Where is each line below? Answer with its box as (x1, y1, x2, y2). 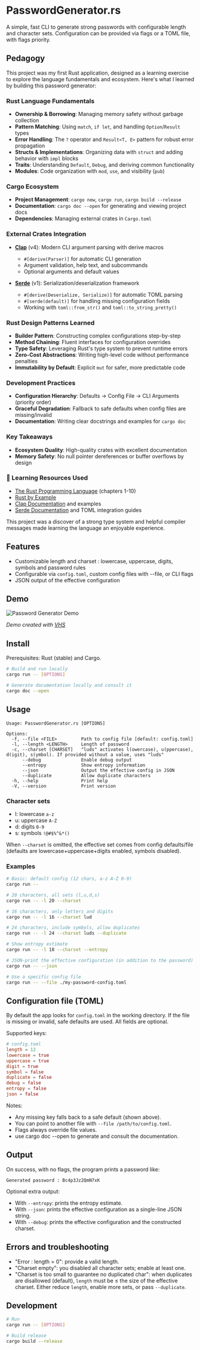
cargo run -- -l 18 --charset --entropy (6, 947, 109, 953)
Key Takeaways (6, 432, 53, 441)
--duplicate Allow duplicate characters (21, 772, 151, 778)
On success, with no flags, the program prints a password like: (6, 1165, 160, 1173)
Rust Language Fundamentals (6, 97, 95, 105)
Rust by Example (14, 493, 57, 501)
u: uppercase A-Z (14, 817, 57, 824)
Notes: (6, 1102, 23, 1109)
